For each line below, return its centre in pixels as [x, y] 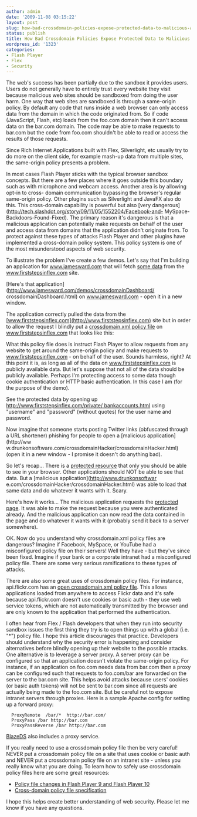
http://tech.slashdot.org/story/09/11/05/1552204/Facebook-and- [86, 211]
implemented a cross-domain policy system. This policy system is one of [94, 243]
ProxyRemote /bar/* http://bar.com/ [59, 715]
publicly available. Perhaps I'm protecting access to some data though [91, 376]
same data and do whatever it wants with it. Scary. [67, 491]
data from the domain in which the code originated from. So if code [87, 114]
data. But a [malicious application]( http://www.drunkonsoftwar [81, 478]
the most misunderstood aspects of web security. [66, 249]
